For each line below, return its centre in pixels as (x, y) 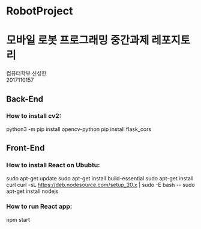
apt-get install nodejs (32, 191)
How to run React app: (39, 207)
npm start (18, 219)
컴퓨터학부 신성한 (26, 73)
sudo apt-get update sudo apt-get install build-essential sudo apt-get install (100, 178)
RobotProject (40, 11)
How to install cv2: (34, 116)
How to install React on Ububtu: (53, 165)
